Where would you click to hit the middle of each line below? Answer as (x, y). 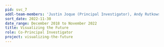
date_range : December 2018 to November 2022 (51, 23)
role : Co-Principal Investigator (39, 32)
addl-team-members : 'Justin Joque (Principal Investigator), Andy (74, 14)
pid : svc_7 (16, 10)
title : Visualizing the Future (37, 28)
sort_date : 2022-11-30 (28, 19)
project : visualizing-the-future (39, 37)
